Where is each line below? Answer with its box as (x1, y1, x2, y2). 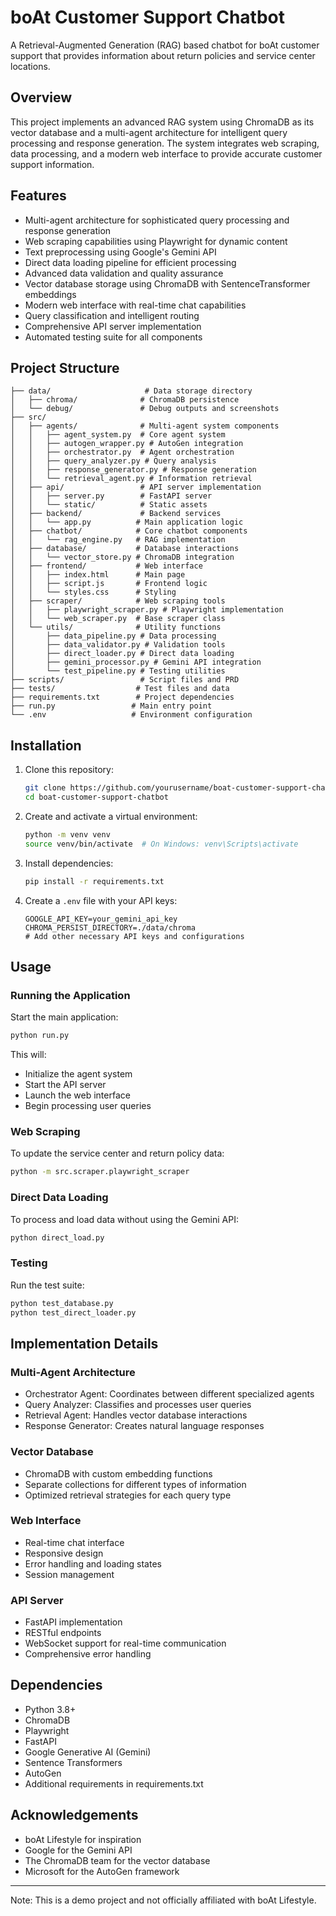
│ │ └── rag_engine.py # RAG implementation (10, 535, 226, 545)
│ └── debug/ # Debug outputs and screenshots (10, 404, 280, 414)
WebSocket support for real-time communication (24, 1637, 227, 1650)
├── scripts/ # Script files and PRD (10, 675, 240, 685)
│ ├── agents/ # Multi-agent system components (10, 421, 280, 431)
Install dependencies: (24, 857, 114, 869)
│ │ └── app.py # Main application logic (10, 517, 244, 528)
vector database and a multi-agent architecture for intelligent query (10, 126, 288, 138)
